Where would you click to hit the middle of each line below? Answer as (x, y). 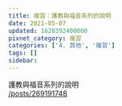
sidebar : (23, 61)
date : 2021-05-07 (37, 23)
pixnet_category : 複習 (45, 38)
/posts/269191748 (38, 93)
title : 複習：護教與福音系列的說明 (60, 16)
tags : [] (23, 53)
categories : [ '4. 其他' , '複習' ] (62, 46)
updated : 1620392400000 (48, 31)
